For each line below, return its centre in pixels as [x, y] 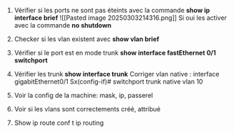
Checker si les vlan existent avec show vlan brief [87, 39]
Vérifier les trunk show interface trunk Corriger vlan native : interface [117, 74]
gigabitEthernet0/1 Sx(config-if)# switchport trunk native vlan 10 [108, 82]
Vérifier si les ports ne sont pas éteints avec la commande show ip [112, 10]
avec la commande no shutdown [63, 25]
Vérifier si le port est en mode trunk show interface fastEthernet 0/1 [115, 53]
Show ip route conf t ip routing [59, 123]
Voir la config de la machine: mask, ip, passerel [83, 95]
